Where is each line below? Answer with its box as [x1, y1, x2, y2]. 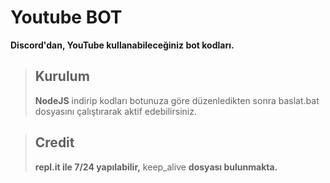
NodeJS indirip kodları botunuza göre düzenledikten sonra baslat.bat [34, 94, 320, 106]
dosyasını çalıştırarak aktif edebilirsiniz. [34, 105, 197, 117]
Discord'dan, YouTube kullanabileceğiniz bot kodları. [10, 39, 235, 51]
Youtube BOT [10, 6, 123, 29]
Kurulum [34, 68, 90, 85]
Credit [34, 134, 75, 151]
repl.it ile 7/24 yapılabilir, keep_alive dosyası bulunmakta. [34, 161, 278, 173]
